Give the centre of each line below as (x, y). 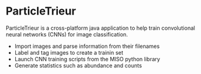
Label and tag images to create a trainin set (69, 52)
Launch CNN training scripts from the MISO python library (87, 59)
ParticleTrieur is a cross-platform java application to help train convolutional (100, 28)
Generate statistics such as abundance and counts (78, 66)
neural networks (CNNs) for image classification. (67, 34)
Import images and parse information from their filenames (87, 46)
